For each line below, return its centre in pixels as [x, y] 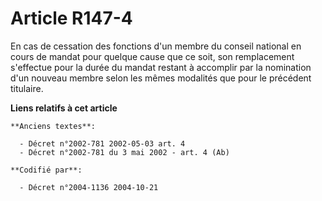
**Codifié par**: [46, 170]
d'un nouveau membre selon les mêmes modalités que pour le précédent [161, 78]
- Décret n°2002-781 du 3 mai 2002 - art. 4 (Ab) [124, 152]
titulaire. [27, 88]
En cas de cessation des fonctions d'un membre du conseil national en [156, 46]
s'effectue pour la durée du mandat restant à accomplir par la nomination [161, 67]
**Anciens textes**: [53, 126]
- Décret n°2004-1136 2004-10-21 [89, 187]
